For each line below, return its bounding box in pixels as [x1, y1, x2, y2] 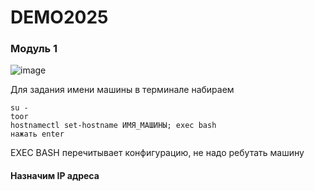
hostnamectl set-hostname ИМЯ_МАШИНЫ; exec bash [10, 121, 217, 131]
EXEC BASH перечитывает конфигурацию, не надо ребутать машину [10, 147, 305, 159]
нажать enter [10, 129, 65, 140]
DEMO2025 [10, 6, 109, 29]
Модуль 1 [10, 42, 58, 56]
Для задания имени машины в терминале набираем [10, 84, 235, 96]
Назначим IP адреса [10, 170, 100, 182]
